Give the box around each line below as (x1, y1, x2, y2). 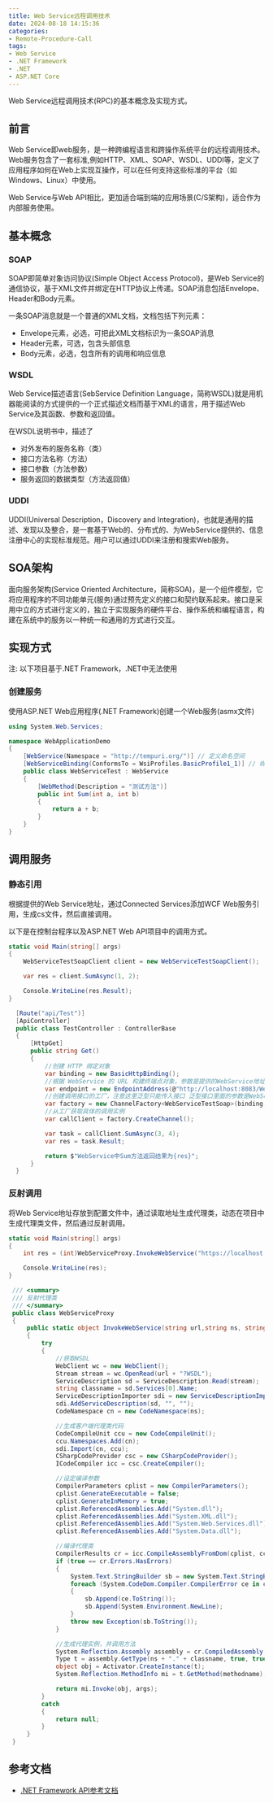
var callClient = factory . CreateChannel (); (44, 1115, 195, 1123)
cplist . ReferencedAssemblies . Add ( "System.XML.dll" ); (55, 1512, 238, 1521)
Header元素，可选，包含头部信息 (19, 338, 132, 348)
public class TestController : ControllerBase (15, 1024, 176, 1033)
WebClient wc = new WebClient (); (55, 1361, 169, 1370)
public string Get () (29, 1047, 100, 1056)
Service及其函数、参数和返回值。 (8, 409, 120, 419)
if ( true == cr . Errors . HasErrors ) (55, 1557, 173, 1566)
